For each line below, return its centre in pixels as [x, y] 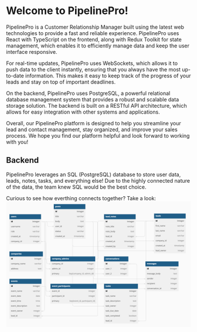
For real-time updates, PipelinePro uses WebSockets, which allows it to [92, 63]
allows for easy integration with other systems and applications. [83, 112]
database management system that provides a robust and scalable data [93, 99]
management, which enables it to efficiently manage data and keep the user [98, 46]
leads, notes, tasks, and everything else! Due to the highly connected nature [98, 180]
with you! [17, 142]
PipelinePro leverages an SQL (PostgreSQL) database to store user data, [94, 174]
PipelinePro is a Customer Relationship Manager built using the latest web [95, 27]
